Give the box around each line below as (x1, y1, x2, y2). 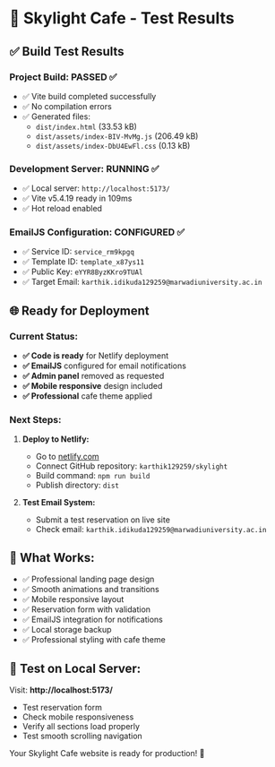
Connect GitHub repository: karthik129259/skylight (35, 461, 228, 471)
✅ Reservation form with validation (21, 604, 150, 615)
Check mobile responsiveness (21, 711, 134, 722)
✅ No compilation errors (21, 100, 112, 111)
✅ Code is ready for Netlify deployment (21, 350, 169, 361)
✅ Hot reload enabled (21, 203, 103, 214)
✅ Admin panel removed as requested (21, 371, 165, 382)
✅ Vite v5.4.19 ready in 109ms (21, 193, 133, 204)
